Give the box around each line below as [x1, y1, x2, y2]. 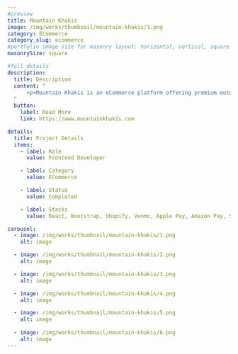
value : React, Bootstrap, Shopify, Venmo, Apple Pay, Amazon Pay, [25, 212, 227, 219]
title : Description [13, 76, 72, 83]
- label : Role [20, 148, 62, 155]
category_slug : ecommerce [7, 37, 84, 44]
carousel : [7, 225, 37, 232]
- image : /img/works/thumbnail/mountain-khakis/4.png [13, 290, 176, 297]
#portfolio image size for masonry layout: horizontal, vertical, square [7, 43, 230, 50]
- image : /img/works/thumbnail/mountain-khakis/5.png [13, 309, 176, 316]
